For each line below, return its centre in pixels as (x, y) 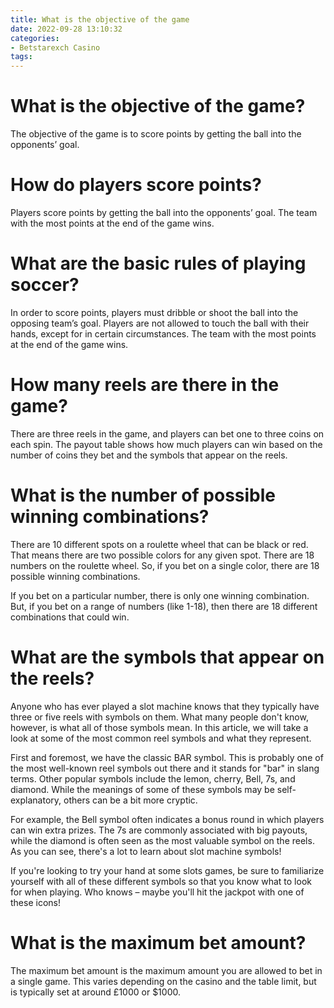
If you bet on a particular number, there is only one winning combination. (160, 595)
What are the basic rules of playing (158, 263)
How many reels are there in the (145, 385)
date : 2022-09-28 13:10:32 (66, 29)
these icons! (35, 902)
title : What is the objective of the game (100, 19)
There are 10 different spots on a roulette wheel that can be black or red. (159, 544)
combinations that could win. (70, 617)
